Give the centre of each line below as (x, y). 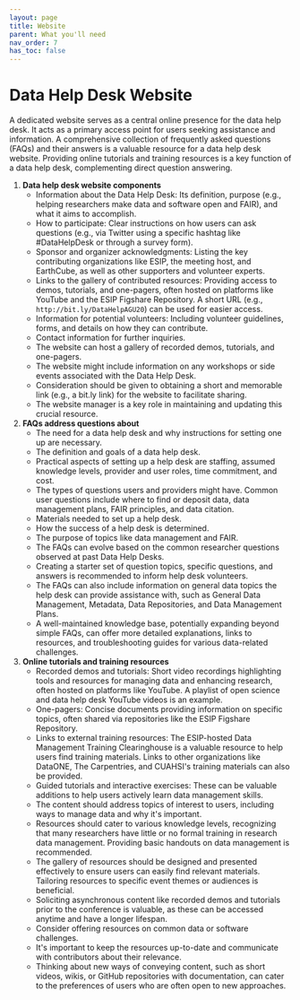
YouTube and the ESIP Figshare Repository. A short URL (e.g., (149, 300)
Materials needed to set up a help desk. (108, 519)
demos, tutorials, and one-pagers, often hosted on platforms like (154, 290)
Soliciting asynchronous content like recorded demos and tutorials (158, 900)
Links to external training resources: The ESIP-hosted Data (144, 738)
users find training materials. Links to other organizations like (148, 757)
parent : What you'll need (57, 34)
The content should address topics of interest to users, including (155, 804)
